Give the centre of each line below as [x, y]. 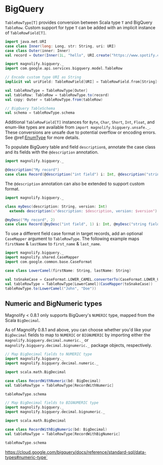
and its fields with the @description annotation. [52, 152]
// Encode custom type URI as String [43, 77]
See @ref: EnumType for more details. [42, 138]
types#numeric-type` [26, 457]
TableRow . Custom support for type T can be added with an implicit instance [80, 27]
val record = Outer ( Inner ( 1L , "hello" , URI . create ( [58, 55]
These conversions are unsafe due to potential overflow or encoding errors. [81, 133]
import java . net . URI [26, 42]
